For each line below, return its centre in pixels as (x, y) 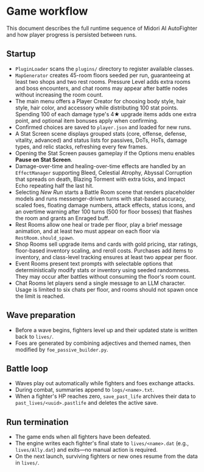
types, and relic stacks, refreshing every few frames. (81, 146)
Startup (21, 54)
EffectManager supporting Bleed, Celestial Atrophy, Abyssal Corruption (104, 172)
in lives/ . (27, 463)
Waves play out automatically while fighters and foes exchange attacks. (105, 383)
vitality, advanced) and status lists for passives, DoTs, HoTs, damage (101, 140)
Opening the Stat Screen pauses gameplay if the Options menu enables (105, 153)
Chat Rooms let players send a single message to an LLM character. (100, 283)
